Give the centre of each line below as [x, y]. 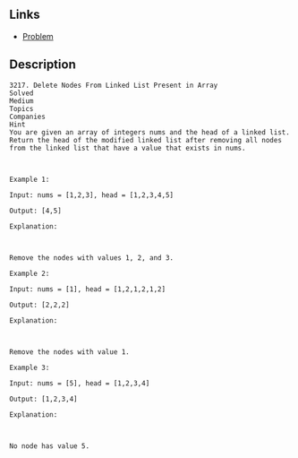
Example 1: [30, 179]
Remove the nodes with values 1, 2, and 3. [92, 258]
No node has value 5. [50, 446]
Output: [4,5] [36, 211]
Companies [28, 117]
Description [43, 65]
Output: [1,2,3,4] [43, 399]
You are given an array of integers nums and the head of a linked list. [150, 132]
